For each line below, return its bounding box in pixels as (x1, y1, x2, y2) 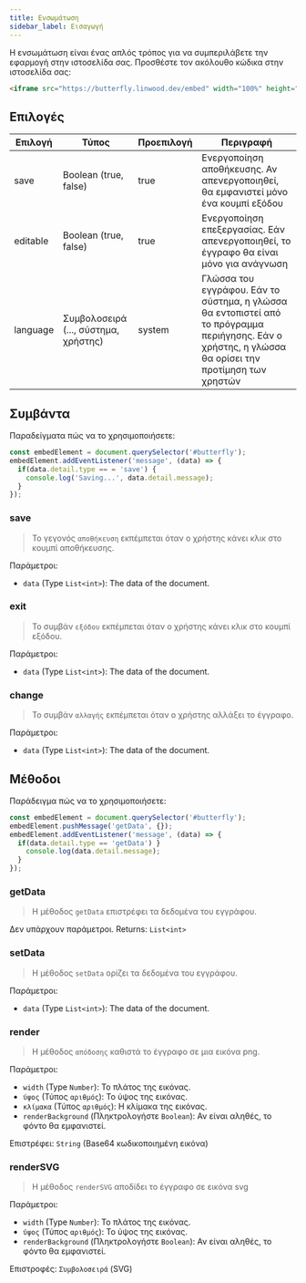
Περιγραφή (221, 136, 273, 149)
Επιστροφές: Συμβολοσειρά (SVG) (9, 1264, 133, 1275)
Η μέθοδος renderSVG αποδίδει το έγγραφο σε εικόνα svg (31, 1182, 249, 1193)
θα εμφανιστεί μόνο (201, 186, 289, 199)
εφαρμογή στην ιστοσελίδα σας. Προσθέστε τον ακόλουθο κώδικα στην (9, 57, 284, 67)
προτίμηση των (201, 364, 267, 377)
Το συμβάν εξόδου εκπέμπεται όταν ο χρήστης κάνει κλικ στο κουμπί (31, 621, 291, 632)
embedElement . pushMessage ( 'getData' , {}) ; (9, 822, 173, 831)
